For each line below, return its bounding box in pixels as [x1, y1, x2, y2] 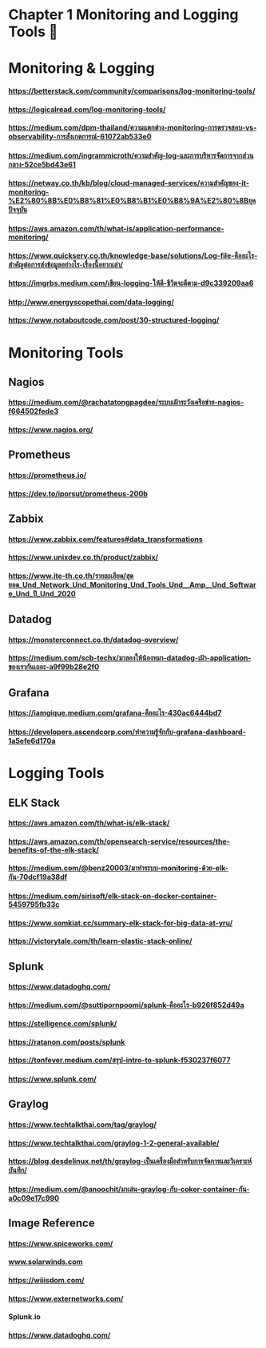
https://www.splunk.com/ [8, 1074, 97, 1084]
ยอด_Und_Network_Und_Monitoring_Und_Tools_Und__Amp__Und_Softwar [8, 580, 257, 589]
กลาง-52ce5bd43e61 [8, 159, 76, 169]
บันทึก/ [8, 1165, 28, 1175]
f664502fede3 [8, 407, 59, 416]
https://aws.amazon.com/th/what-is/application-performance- [8, 223, 225, 233]
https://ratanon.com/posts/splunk [8, 1037, 125, 1046]
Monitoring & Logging [8, 59, 155, 78]
